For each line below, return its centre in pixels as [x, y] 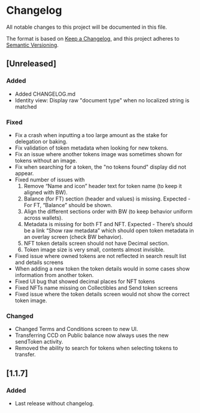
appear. [24, 173]
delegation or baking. [41, 141]
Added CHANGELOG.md [45, 94]
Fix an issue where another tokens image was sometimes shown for [99, 154]
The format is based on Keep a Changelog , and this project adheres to [93, 38]
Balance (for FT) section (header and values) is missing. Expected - [107, 199]
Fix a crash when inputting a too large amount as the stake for [91, 135]
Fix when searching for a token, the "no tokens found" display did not [101, 167]
